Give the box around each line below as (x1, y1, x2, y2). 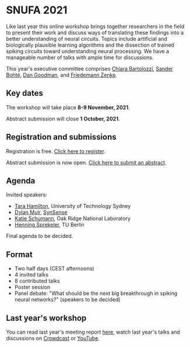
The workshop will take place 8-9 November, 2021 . (6, 103, 130, 111)
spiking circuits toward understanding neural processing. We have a (6, 47, 170, 54)
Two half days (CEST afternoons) (14, 265, 94, 272)
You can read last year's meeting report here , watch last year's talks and (6, 328, 181, 335)
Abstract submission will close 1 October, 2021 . (6, 115, 121, 122)
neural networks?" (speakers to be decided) (14, 296, 121, 303)
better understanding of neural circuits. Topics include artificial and (6, 35, 167, 42)
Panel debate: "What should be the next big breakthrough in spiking (14, 290, 178, 297)
